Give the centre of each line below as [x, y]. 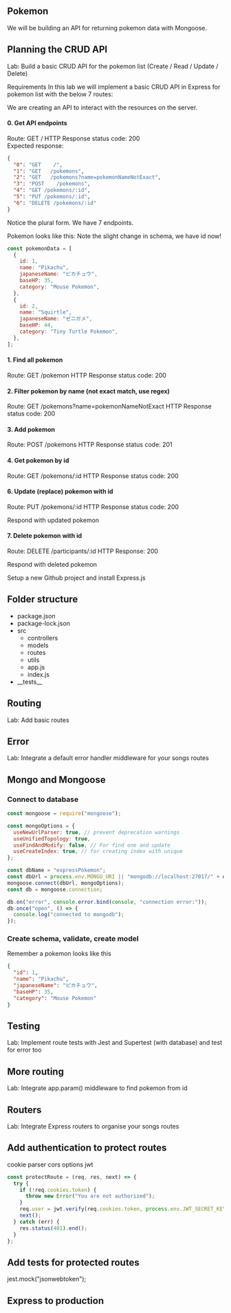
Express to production [56, 1300]
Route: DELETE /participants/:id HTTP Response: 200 [83, 551]
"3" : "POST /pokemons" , [52, 184]
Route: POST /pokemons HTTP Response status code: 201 [90, 445]
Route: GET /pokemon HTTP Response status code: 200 [87, 375]
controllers [43, 638]
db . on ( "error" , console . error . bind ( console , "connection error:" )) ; [107, 902]
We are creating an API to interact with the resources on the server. [102, 107]
